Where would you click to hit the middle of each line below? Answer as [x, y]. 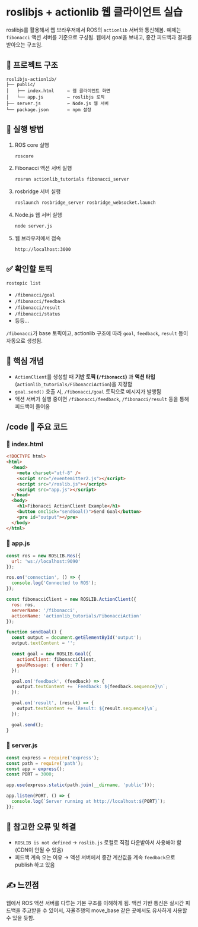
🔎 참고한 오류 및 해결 [41, 827]
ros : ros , [23, 605]
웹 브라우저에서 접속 [38, 238]
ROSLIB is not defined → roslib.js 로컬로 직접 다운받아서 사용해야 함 [98, 842]
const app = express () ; [36, 769]
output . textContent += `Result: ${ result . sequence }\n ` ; [87, 709]
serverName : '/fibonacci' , [45, 610]
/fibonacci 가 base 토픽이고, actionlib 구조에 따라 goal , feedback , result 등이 [97, 333]
